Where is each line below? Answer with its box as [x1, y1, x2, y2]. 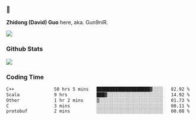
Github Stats [6, 45, 43, 53]
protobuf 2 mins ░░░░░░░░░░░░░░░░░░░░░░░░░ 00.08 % [6, 108, 190, 115]
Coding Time [6, 72, 45, 81]
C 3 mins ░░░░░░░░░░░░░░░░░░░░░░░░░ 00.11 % [6, 103, 190, 109]
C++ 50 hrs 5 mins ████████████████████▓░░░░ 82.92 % [6, 86, 190, 92]
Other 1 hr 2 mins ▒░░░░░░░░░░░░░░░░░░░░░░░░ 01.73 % [6, 97, 190, 103]
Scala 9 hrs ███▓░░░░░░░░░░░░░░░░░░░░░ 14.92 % [6, 91, 190, 97]
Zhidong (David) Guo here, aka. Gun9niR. [6, 19, 109, 26]
